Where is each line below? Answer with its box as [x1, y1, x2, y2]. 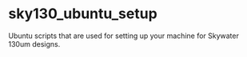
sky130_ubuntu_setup [8, 5, 157, 23]
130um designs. [8, 39, 61, 48]
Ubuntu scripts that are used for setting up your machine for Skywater [8, 31, 240, 40]
